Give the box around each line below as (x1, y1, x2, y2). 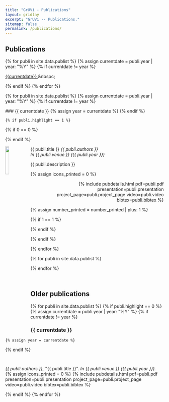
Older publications (30, 290, 90, 298)
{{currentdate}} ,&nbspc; (5, 73, 55, 79)
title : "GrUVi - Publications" (5, 7, 71, 13)
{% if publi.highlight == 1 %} (5, 118, 71, 123)
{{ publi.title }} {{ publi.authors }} (30, 146, 98, 152)
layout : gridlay (5, 12, 39, 17)
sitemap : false (5, 21, 37, 27)
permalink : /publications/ (5, 26, 62, 31)
